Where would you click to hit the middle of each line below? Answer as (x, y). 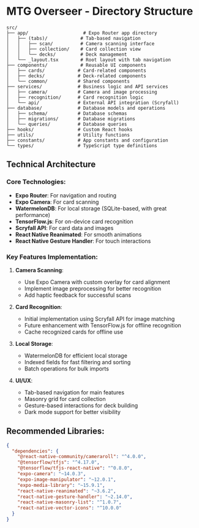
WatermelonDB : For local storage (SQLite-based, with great (91, 208)
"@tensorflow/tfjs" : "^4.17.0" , (58, 462)
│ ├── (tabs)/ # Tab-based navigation (73, 38)
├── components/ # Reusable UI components (77, 65)
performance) (33, 215)
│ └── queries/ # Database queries (67, 124)
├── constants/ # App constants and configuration (87, 140)
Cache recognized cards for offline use (74, 332)
